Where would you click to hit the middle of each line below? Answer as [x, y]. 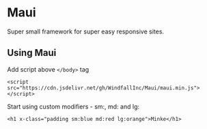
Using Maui [32, 53]
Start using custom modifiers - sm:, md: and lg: [73, 106]
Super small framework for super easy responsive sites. [86, 31]
